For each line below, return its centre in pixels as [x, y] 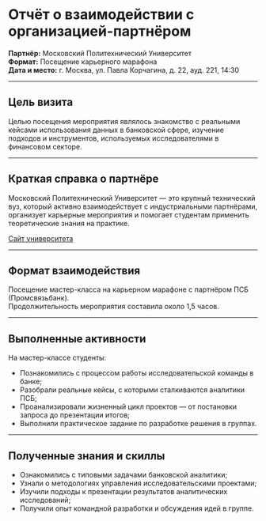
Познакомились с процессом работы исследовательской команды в [137, 373]
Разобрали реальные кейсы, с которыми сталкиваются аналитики [132, 390]
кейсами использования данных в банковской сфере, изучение [116, 130]
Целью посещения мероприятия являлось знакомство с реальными [124, 121]
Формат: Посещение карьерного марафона [83, 62]
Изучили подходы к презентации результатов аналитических [123, 491]
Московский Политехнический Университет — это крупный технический [132, 198]
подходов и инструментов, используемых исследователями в [114, 138]
